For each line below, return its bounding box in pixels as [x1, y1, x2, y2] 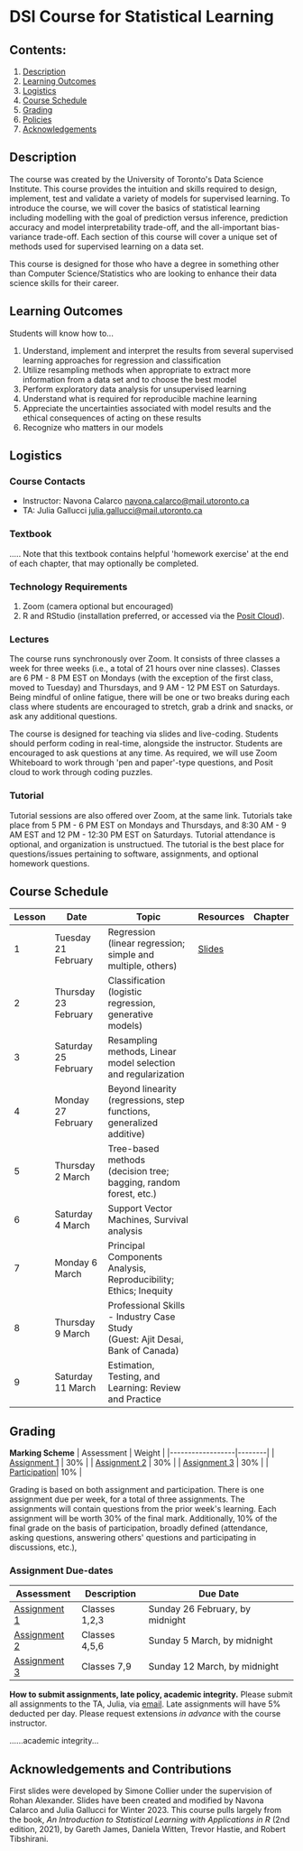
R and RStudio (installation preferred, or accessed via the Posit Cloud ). [22, 610, 286, 621]
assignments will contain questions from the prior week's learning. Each [9, 1504, 277, 1514]
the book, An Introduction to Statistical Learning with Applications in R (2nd [9, 1814, 290, 1825]
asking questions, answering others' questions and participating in [9, 1532, 257, 1543]
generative [107, 1008, 153, 1021]
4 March [54, 1219, 90, 1232]
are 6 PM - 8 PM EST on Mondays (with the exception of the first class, [9, 672, 273, 683]
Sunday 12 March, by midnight [148, 1661, 280, 1673]
